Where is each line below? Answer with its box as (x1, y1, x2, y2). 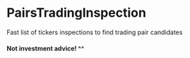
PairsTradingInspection (6, 5, 146, 21)
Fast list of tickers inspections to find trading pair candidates (6, 28, 183, 36)
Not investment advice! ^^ (6, 44, 85, 52)
